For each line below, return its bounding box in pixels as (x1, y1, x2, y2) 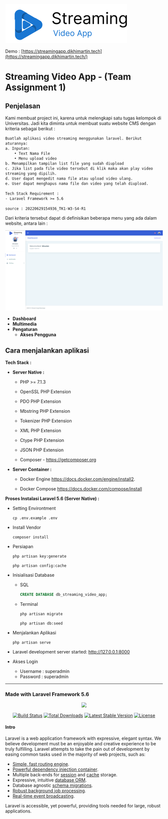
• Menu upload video (14, 156, 57, 161)
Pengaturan (12, 326, 37, 333)
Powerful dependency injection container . (12, 766, 98, 772)
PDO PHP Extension (19, 398, 61, 405)
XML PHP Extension (19, 428, 61, 434)
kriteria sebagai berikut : (5, 126, 55, 131)
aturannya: (5, 141, 28, 146)
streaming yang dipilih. (5, 171, 57, 176)
